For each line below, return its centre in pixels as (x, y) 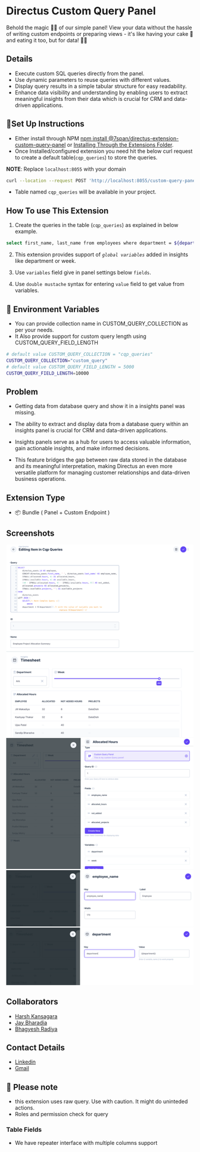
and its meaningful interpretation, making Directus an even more (93, 466)
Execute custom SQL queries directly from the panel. (79, 73)
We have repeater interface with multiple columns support (86, 1142)
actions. (24, 1108)
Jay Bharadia (31, 1022)
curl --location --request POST (46, 180)
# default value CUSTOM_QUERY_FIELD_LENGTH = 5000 (70, 367)
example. (26, 232)
